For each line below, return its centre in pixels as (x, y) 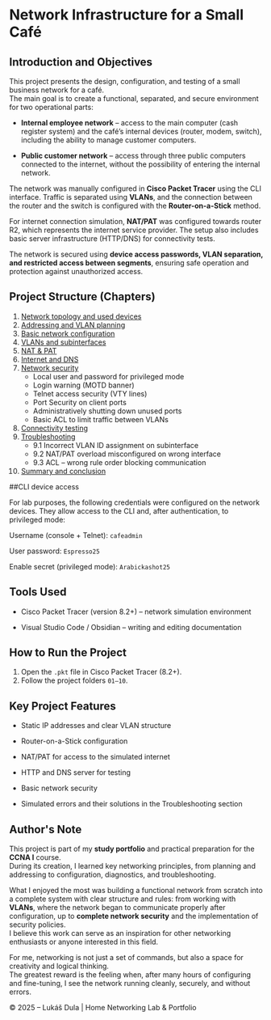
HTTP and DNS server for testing (76, 772)
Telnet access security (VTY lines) (90, 393)
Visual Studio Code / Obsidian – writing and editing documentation (131, 627)
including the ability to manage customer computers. (108, 140)
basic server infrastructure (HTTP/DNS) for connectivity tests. (113, 239)
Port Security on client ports (80, 402)
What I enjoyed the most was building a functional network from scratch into (136, 891)
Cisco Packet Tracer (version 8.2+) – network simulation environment (136, 612)
